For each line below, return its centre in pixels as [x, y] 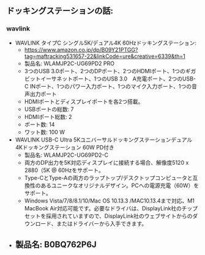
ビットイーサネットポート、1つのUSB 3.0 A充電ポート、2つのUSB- [110, 79]
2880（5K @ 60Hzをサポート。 [64, 170]
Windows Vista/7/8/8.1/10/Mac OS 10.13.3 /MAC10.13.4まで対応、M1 [109, 201]
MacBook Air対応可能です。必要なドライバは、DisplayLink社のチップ [111, 208]
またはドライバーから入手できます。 [102, 223]
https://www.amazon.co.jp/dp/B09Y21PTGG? [81, 49]
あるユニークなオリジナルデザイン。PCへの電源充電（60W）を [120, 185]
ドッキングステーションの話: [60, 11]
